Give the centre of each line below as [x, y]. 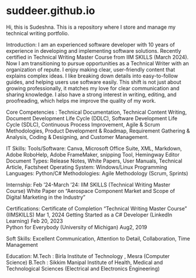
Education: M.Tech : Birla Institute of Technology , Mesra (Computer [88, 256]
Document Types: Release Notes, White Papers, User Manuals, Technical [94, 161]
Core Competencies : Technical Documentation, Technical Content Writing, [97, 112]
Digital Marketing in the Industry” [46, 197]
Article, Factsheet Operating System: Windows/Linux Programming [87, 167]
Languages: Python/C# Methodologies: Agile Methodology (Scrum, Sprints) [97, 173]
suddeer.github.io [51, 11]
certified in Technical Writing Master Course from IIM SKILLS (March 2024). [97, 57]
